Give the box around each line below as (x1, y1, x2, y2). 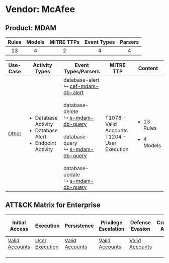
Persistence (64, 222, 94, 229)
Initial (12, 219, 26, 226)
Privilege (100, 219, 123, 226)
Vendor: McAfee (5, 4, 75, 15)
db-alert (63, 89, 84, 96)
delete (63, 108, 78, 115)
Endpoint (35, 140, 56, 146)
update (63, 171, 80, 178)
